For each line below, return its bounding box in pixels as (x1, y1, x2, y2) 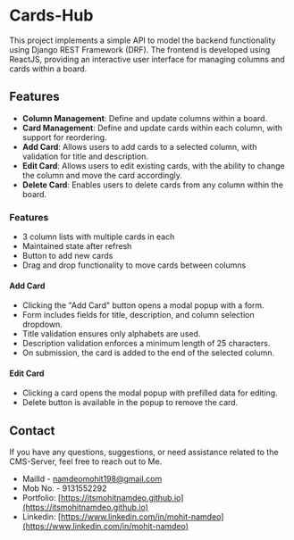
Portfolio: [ (21, 493, 62, 503)
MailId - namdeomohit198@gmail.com (21, 474, 163, 485)
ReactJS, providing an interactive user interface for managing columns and (9, 54, 286, 64)
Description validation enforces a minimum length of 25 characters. (21, 338, 271, 349)
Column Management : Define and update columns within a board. (21, 112, 268, 123)
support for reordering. (21, 131, 107, 143)
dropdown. (21, 319, 63, 330)
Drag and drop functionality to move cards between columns (21, 260, 247, 270)
